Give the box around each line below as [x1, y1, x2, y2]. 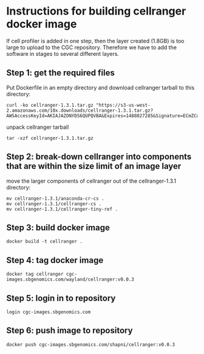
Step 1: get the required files [6, 68, 115, 78]
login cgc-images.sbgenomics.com [6, 309, 91, 315]
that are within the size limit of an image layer [6, 161, 182, 171]
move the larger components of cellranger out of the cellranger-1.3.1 [6, 177, 177, 185]
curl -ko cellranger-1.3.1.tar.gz [6, 102, 94, 108]
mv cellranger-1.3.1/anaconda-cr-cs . [6, 196, 104, 202]
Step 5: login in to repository [6, 293, 116, 303]
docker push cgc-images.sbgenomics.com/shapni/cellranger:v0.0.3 [6, 341, 175, 347]
